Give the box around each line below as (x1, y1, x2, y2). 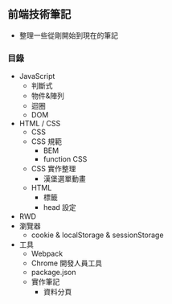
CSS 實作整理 (31, 164, 76, 174)
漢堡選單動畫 (43, 174, 86, 183)
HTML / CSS (18, 119, 61, 129)
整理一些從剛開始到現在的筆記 (18, 31, 118, 40)
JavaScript (18, 72, 55, 81)
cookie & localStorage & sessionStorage (31, 230, 164, 240)
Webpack (31, 249, 63, 259)
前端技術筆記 (7, 7, 72, 22)
